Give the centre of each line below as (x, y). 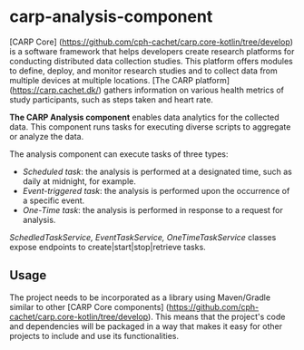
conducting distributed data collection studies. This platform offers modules (151, 61)
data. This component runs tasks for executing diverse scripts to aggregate (150, 126)
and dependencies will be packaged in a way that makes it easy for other (146, 326)
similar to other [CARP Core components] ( (89, 306)
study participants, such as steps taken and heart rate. (111, 99)
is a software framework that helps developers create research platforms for (152, 51)
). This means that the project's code (217, 316)
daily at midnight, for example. (79, 181)
